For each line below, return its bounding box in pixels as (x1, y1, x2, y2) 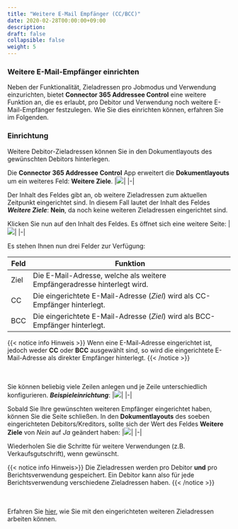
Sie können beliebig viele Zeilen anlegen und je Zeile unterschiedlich (7, 382, 208, 391)
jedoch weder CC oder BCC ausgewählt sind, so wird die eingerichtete (7, 346, 214, 354)
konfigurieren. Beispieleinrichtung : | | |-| (7, 391, 132, 399)
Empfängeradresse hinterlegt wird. (33, 279, 149, 289)
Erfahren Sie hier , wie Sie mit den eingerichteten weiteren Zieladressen (7, 507, 215, 516)
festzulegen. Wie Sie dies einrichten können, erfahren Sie (56, 106, 224, 114)
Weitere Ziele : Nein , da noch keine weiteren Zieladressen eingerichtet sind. (7, 205, 228, 214)
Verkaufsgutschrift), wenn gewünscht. (7, 449, 119, 458)
